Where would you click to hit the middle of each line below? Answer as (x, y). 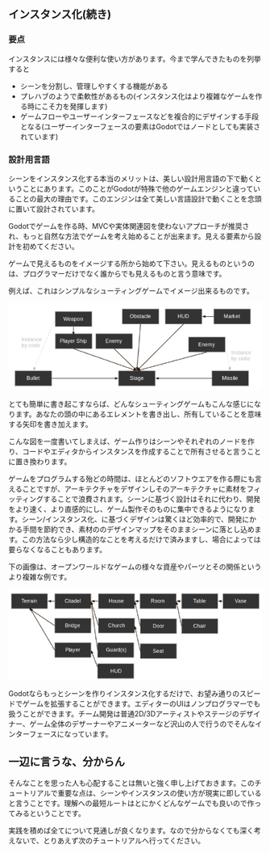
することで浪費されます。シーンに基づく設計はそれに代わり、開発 (152, 499)
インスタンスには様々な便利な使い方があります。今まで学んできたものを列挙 (135, 58)
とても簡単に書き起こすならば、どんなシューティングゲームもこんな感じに (131, 404)
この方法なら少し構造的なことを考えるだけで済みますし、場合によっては (141, 539)
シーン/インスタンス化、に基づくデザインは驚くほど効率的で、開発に (135, 519)
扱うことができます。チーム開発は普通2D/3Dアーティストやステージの (124, 713)
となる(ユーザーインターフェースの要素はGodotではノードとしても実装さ (140, 126)
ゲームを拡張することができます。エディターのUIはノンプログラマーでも (141, 703)
